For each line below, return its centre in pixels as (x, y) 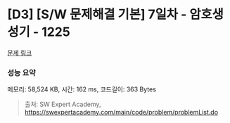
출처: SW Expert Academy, (63, 104)
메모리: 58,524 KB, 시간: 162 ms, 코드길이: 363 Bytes (82, 89)
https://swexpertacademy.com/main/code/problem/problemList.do (121, 112)
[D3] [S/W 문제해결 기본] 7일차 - (97, 14)
